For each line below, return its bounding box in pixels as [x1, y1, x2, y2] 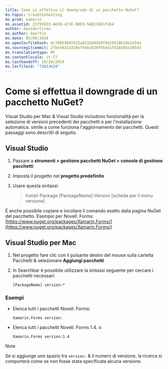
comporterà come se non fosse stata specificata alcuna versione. [5, 358, 142, 364]
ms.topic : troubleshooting [5, 12, 62, 17]
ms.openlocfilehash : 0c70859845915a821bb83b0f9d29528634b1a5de [5, 41, 142, 46]
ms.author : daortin [5, 31, 47, 36]
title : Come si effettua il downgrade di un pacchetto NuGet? [5, 7, 139, 13]
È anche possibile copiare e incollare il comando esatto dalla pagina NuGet [5, 207, 161, 213]
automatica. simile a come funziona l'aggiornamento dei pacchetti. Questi [5, 124, 159, 130]
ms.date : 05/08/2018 [5, 36, 49, 41]
